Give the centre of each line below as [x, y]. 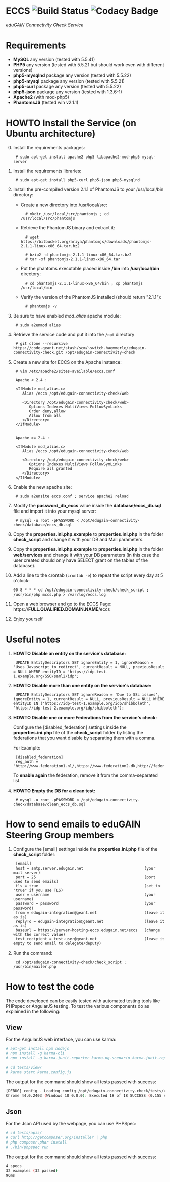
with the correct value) [39, 934]
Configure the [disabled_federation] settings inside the [70, 727]
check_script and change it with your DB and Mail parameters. [78, 539]
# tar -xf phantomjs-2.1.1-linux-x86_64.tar [73, 259]
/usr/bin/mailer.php [35, 967]
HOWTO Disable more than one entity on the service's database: [82, 685]
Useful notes [33, 639]
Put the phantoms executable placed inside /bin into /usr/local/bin [90, 268]
